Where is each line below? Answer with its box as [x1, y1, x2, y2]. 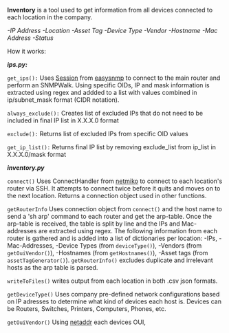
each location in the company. [7, 13, 93, 21]
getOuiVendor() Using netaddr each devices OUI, [7, 318, 146, 326]
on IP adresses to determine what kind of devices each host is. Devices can [7, 297, 222, 305]
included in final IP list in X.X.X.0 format [7, 116, 119, 125]
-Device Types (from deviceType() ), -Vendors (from [55, 241, 202, 250]
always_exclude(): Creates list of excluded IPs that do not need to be [7, 109, 204, 117]
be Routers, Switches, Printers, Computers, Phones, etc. [7, 305, 166, 312]
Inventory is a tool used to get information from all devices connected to [7, 6, 213, 14]
